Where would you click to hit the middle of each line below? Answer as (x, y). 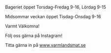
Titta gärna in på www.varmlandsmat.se (45, 45)
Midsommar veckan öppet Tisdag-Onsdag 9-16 (53, 16)
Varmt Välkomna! (22, 26)
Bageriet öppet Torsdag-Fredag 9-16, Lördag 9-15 (56, 7)
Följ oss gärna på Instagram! (34, 36)
